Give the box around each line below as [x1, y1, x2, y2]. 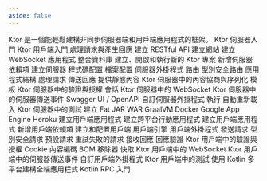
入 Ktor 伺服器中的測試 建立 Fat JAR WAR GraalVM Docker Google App [8, 104, 240, 114]
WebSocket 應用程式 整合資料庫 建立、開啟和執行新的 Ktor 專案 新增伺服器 [8, 54, 253, 64]
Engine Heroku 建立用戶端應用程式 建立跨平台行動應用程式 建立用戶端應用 [8, 114, 251, 124]
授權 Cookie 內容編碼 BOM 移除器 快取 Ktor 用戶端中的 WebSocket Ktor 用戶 [8, 144, 258, 154]
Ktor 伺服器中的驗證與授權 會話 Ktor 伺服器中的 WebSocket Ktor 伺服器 [17, 85, 249, 94]
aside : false [8, 11, 52, 20]
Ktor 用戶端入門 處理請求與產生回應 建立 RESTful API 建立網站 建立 [17, 45, 236, 54]
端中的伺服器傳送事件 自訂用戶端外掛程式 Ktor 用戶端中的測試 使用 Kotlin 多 [8, 154, 255, 163]
